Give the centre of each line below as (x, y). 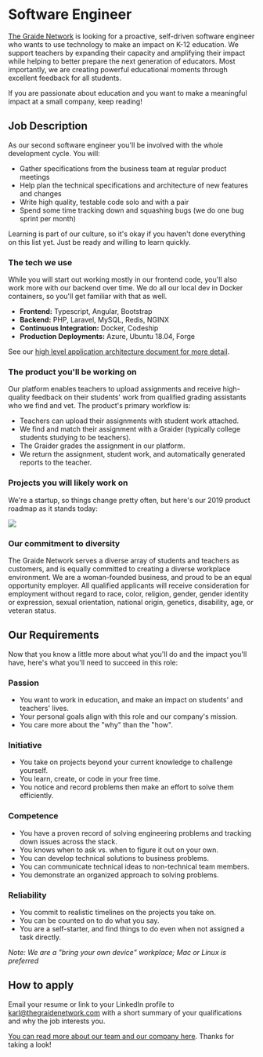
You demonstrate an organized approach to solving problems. (119, 875)
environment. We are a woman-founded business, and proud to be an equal (130, 577)
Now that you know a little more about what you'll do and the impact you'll (128, 654)
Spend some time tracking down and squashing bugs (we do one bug (131, 210)
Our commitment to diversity (64, 543)
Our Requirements (54, 635)
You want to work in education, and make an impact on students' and (131, 700)
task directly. (40, 937)
